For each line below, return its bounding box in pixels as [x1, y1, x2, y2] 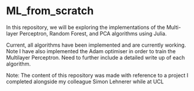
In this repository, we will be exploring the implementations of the [6, 24, 166, 31]
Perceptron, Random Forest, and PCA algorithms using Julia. [20, 30, 167, 37]
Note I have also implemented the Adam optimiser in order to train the [6, 47, 176, 54]
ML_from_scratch [6, 4, 94, 18]
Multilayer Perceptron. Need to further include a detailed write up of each [6, 54, 185, 61]
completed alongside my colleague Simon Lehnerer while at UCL [6, 78, 164, 85]
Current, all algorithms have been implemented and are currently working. [6, 41, 186, 48]
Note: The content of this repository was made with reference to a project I [6, 71, 189, 79]
